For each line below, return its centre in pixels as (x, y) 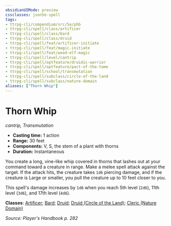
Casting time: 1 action (36, 135)
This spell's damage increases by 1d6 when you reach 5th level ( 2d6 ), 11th (82, 187)
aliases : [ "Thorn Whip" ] (32, 86)
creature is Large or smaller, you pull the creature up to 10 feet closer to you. (86, 178)
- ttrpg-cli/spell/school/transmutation (49, 72)
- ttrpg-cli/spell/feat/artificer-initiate (52, 43)
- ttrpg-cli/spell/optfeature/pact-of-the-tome (57, 67)
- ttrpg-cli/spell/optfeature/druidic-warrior (56, 62)
